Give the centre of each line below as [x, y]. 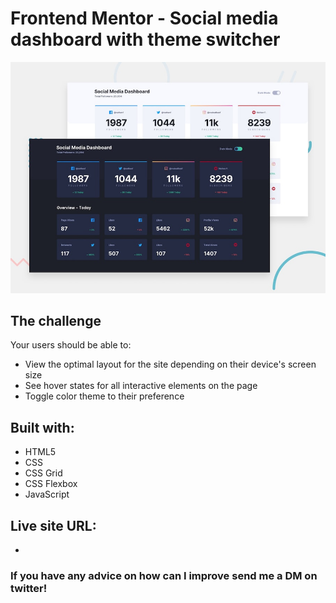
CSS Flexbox [51, 484]
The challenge [56, 320]
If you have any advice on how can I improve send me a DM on [164, 575]
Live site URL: [53, 525]
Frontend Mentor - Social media [144, 18]
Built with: [42, 427]
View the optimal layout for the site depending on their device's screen [170, 364]
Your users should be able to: [71, 345]
